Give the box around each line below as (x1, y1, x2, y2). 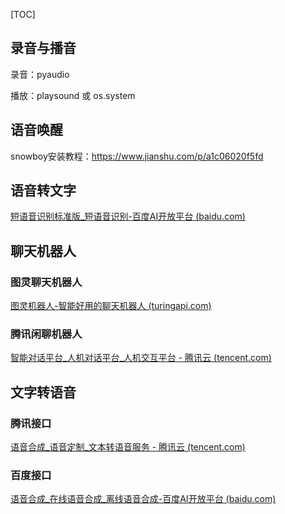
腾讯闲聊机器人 (10, 327, 83, 341)
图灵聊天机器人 (10, 275, 83, 289)
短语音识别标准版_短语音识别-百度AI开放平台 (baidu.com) (10, 210, 246, 223)
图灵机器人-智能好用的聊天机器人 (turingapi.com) (10, 300, 212, 312)
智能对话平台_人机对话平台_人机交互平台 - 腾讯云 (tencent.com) (10, 352, 272, 364)
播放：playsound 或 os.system (10, 89, 136, 101)
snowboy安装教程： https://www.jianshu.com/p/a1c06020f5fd (10, 150, 264, 162)
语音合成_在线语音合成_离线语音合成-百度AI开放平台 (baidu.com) (10, 493, 277, 505)
